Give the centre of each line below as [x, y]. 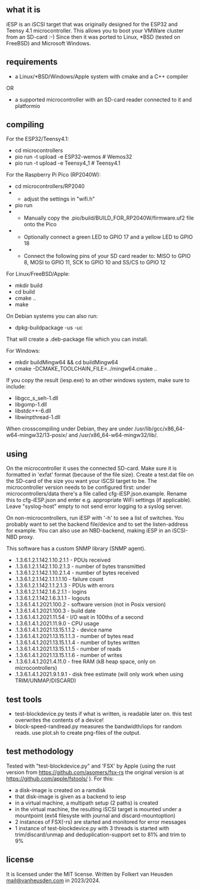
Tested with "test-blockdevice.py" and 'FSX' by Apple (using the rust [91, 766]
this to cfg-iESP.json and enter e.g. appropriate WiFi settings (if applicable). [99, 500]
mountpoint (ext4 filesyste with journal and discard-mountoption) [95, 815]
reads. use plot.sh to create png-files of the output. [78, 733]
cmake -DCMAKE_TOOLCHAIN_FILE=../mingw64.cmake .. [86, 369]
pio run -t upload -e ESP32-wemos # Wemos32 [73, 157]
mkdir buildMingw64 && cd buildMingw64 [66, 362]
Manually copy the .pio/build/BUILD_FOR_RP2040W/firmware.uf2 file [109, 218]
